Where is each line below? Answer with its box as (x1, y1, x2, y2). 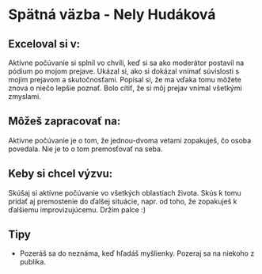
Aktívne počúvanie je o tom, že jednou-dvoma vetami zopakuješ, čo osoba (8, 135, 252, 145)
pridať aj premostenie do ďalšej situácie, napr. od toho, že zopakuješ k (8, 196, 237, 206)
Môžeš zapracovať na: (8, 115, 121, 128)
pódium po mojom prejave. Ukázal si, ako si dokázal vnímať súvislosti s (8, 67, 240, 76)
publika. (19, 257, 46, 267)
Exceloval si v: (8, 37, 81, 51)
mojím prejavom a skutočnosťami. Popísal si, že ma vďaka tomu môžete (8, 75, 241, 84)
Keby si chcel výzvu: (8, 167, 113, 181)
